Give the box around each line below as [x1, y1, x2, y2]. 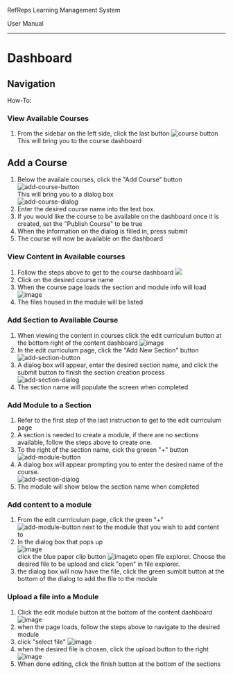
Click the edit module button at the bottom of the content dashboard [17, 608, 213, 616]
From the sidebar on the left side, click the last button [17, 129, 170, 138]
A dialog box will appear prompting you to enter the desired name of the [17, 460, 223, 469]
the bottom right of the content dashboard [17, 339, 138, 347]
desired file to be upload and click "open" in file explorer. [17, 560, 180, 569]
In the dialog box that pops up [17, 538, 103, 546]
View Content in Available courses [7, 252, 126, 261]
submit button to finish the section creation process [17, 368, 165, 376]
